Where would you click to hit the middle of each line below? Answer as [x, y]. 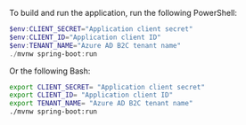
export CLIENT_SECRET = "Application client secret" [107, 87]
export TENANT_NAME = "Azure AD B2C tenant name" [101, 104]
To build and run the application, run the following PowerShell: [123, 13]
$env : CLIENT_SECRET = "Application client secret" [101, 29]
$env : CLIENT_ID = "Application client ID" [86, 37]
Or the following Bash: [50, 71]
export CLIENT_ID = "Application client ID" [91, 95]
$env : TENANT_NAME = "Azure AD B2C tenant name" [95, 45]
